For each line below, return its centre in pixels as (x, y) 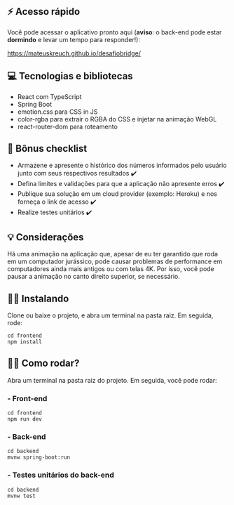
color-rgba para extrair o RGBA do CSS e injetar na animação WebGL (117, 119)
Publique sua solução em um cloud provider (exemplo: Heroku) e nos (117, 194)
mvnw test (22, 496)
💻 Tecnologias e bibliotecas (70, 76)
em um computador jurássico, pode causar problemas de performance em (115, 261)
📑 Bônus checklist (47, 149)
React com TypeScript (49, 96)
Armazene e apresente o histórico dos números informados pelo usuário (122, 165)
